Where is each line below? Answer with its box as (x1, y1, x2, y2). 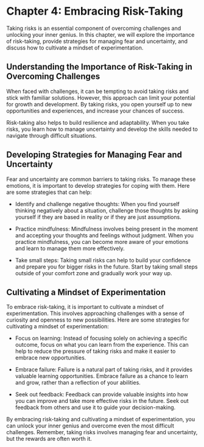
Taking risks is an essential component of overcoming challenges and (6, 24, 181, 32)
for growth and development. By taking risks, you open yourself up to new (6, 100, 192, 108)
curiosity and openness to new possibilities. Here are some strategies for (6, 316, 190, 323)
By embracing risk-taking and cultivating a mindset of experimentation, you (6, 416, 195, 423)
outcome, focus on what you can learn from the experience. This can (15, 341, 189, 349)
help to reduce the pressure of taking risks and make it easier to (15, 347, 176, 355)
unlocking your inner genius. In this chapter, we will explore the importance (6, 31, 195, 38)
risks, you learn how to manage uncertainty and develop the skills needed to (6, 125, 198, 133)
